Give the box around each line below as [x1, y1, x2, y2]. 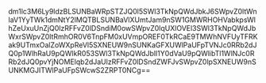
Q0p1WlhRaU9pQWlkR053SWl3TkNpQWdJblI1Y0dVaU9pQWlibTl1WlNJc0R [8, 49, 255, 58]
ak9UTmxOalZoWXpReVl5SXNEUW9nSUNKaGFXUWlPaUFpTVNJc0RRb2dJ [8, 40, 257, 50]
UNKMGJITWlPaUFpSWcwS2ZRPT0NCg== [8, 66, 151, 74]
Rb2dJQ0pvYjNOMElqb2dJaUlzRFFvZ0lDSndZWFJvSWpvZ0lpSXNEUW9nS [8, 57, 256, 66]
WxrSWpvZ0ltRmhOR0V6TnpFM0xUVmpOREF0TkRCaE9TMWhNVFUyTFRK [8, 32, 258, 41]
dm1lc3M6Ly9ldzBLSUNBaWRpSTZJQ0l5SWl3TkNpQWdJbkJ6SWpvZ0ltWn [8, 7, 257, 16]
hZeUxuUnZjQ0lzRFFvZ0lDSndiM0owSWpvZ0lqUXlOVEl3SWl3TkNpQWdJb [8, 24, 256, 32]
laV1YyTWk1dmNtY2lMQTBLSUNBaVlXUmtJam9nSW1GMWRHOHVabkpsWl [8, 15, 256, 25]
